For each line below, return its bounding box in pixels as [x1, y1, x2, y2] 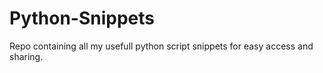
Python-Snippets [9, 7, 155, 30]
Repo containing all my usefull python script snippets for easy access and [9, 40, 314, 52]
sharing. [9, 50, 44, 62]
